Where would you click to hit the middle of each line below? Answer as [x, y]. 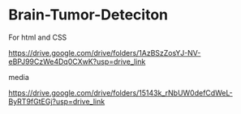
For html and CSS [38, 37]
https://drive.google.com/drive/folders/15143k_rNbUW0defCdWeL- [120, 93]
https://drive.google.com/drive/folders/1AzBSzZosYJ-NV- [105, 53]
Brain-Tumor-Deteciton [88, 15]
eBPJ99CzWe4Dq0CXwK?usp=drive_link [77, 61]
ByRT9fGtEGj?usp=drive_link [57, 101]
